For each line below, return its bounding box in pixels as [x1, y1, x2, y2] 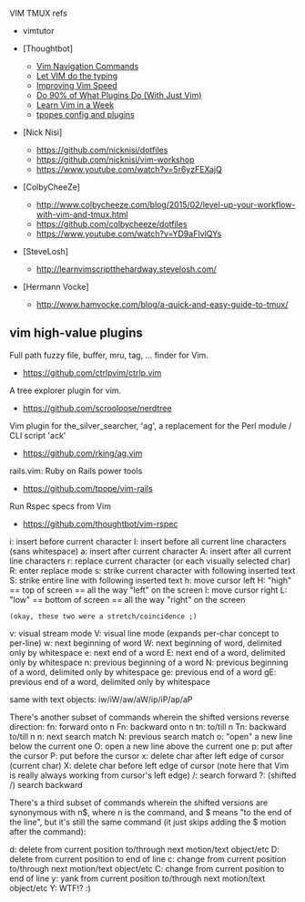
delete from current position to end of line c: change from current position [9, 853, 287, 865]
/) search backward [9, 779, 84, 790]
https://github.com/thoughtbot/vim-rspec [22, 518, 178, 529]
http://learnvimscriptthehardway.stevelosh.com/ [36, 264, 217, 275]
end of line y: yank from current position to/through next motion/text [9, 873, 266, 884]
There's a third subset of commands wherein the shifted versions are [9, 797, 269, 808]
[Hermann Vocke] [22, 282, 89, 292]
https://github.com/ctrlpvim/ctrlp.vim [22, 367, 162, 378]
